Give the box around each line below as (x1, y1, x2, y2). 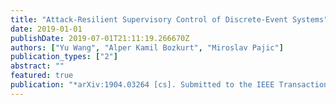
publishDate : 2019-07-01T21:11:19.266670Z (10, 33, 190, 43)
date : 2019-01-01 (10, 24, 83, 34)
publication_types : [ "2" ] (10, 52, 118, 62)
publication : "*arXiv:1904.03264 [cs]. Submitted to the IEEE (10, 80, 275, 90)
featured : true (10, 71, 74, 81)
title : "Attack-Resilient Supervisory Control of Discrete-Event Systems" (10, 14, 329, 25)
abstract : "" (10, 61, 65, 71)
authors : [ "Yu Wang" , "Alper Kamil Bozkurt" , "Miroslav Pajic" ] (10, 42, 284, 53)
